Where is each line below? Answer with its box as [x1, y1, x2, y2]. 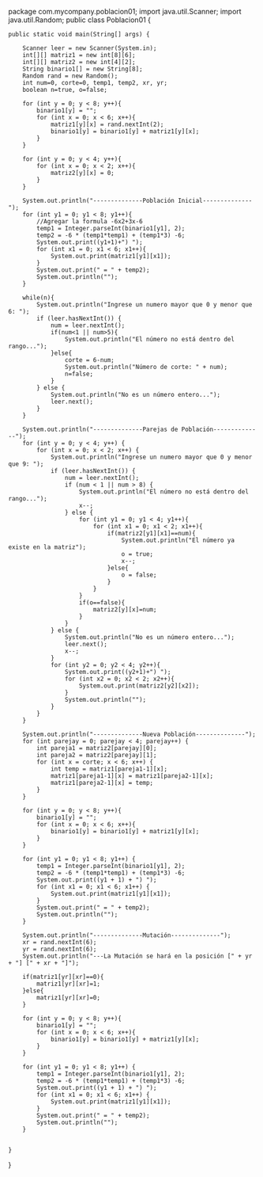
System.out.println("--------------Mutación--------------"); [22, 931, 231, 939]
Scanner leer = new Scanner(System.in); [22, 44, 157, 52]
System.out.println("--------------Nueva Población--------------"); [22, 730, 257, 738]
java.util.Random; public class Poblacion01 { [8, 15, 152, 25]
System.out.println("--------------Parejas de [22, 425, 178, 433]
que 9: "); [8, 460, 44, 468]
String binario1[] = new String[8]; [22, 65, 144, 73]
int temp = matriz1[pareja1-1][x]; [50, 765, 168, 773]
